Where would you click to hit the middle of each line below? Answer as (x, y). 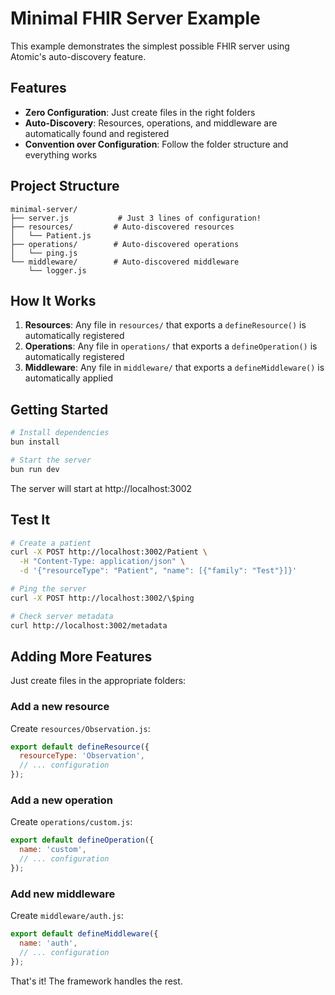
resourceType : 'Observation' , (82, 756)
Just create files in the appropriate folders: (98, 681)
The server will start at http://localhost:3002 (101, 488)
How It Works (53, 300)
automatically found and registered (97, 133)
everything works (61, 154)
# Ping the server (48, 589)
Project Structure (65, 186)
